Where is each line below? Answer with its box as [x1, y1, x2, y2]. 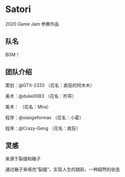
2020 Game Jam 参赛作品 [5, 21, 59, 27]
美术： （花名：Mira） [5, 104, 52, 110]
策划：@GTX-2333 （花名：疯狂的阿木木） [5, 82, 95, 88]
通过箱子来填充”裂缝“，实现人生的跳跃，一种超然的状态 [5, 166, 120, 172]
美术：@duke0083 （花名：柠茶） [5, 93, 77, 99]
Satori [5, 4, 31, 15]
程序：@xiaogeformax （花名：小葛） [5, 114, 84, 120]
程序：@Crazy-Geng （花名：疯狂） [5, 125, 81, 131]
